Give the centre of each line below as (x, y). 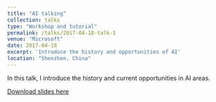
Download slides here (38, 91)
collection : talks (34, 20)
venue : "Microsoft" (35, 39)
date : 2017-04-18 (32, 45)
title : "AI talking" (37, 13)
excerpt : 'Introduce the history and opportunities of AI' (94, 52)
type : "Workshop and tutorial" (52, 26)
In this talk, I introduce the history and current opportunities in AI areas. (109, 78)
